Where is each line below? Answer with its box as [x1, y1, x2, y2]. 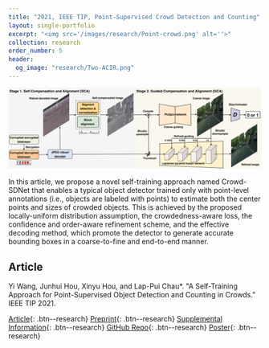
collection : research [8, 39, 81, 47]
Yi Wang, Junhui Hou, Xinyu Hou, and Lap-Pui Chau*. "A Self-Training [8, 281, 238, 291]
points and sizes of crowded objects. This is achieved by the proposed [8, 203, 243, 212]
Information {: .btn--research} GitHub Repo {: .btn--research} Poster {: [8, 322, 236, 333]
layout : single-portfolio [8, 21, 95, 30]
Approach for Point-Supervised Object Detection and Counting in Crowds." [8, 290, 256, 300]
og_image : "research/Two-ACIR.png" [15, 64, 135, 72]
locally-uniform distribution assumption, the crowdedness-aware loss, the [8, 211, 253, 221]
